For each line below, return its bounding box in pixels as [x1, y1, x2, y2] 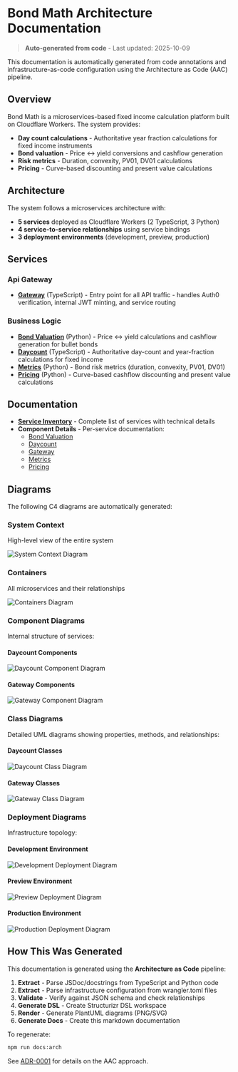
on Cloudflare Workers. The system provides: [7, 120, 141, 128]
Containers [7, 568, 48, 578]
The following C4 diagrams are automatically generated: [7, 502, 172, 511]
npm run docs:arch [7, 1043, 62, 1051]
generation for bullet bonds [17, 340, 98, 349]
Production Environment [7, 909, 82, 917]
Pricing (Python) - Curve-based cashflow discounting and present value [17, 370, 231, 378]
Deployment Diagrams [7, 813, 87, 823]
